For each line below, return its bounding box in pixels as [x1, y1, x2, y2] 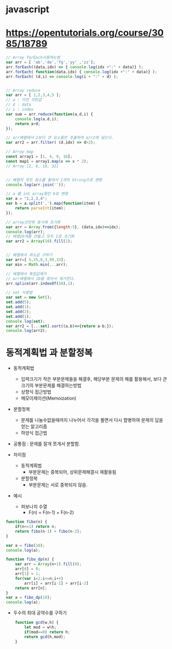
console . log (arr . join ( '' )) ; [6, 182, 66, 187]
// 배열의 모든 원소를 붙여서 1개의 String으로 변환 [6, 177, 102, 183]
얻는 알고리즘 [20, 423, 48, 429]
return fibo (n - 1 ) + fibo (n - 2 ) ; [15, 528, 82, 534]
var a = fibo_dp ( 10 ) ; [6, 595, 52, 600]
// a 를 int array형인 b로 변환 [6, 191, 69, 196]
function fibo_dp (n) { [6, 557, 54, 562]
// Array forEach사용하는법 [6, 55, 60, 60]
